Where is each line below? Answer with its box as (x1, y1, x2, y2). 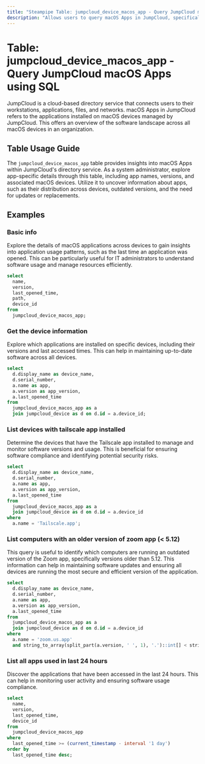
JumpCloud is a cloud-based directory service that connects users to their (7, 100, 194, 107)
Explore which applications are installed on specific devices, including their (7, 341, 195, 348)
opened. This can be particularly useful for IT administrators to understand (7, 254, 194, 262)
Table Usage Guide (7, 143, 80, 154)
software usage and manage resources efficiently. (7, 261, 133, 268)
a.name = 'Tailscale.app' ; (12, 520, 81, 527)
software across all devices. (7, 354, 77, 361)
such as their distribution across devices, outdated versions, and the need (7, 185, 193, 193)
